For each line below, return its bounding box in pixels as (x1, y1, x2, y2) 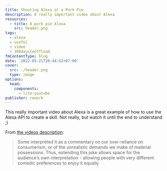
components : (14, 86, 39, 91)
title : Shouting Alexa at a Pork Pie (5, 7, 84, 12)
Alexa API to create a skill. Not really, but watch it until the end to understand (5, 114, 163, 120)
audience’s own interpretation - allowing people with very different (17, 155, 154, 161)
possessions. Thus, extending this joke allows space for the (17, 150, 141, 156)
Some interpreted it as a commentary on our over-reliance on (17, 139, 144, 145)
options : (5, 77, 23, 82)
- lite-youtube (18, 91, 50, 96)
